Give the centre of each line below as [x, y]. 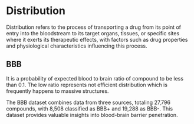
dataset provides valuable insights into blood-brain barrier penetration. [92, 115]
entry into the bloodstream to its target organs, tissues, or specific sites [93, 33]
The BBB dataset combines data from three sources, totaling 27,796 [88, 102]
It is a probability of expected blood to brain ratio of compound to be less [95, 78]
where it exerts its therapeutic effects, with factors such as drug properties [97, 39]
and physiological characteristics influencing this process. [77, 46]
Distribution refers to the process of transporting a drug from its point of [94, 27]
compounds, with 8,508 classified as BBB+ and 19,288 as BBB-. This [89, 108]
